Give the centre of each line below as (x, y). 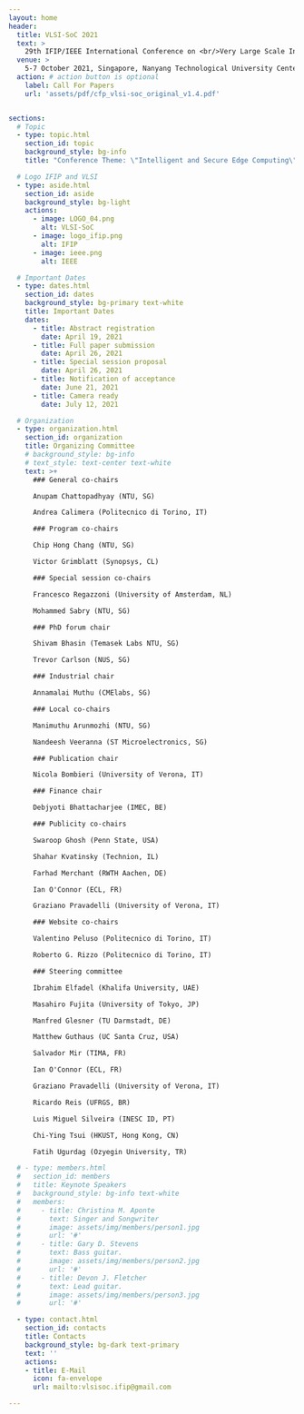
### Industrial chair (74, 677)
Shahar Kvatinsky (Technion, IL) (96, 856)
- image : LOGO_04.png (74, 219)
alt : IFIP (59, 244)
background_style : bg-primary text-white (104, 303)
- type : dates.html (54, 286)
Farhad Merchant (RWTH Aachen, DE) (100, 873)
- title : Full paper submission (93, 345)
